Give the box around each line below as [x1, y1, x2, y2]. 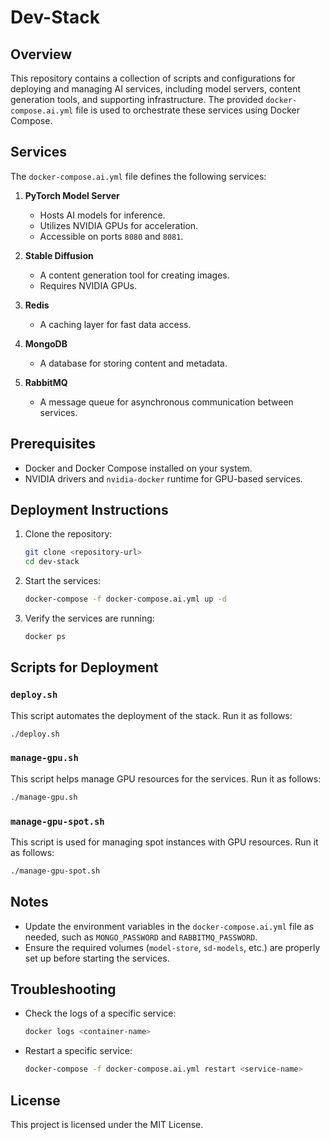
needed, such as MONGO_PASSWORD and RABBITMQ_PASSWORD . [24, 931, 258, 943]
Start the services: [24, 575, 102, 587]
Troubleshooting [10, 981, 117, 998]
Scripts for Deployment [10, 659, 159, 676]
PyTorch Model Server [24, 189, 120, 201]
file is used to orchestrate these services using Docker [75, 104, 301, 116]
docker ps [24, 632, 67, 642]
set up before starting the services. [24, 952, 170, 964]
